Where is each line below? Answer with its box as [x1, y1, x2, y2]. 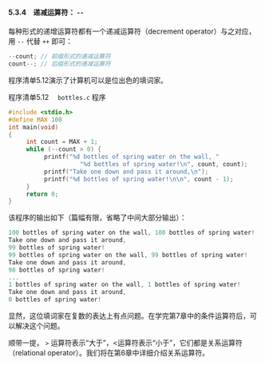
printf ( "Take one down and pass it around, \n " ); [43, 168, 209, 176]
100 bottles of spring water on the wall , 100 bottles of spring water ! [8, 228, 255, 237]
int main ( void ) [8, 123, 59, 131]
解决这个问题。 [14, 321, 65, 331]
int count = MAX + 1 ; [26, 138, 98, 146]
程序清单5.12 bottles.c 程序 [8, 92, 106, 101]
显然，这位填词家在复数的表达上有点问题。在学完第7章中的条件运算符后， [8, 311, 250, 321]
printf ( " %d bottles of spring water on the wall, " [43, 153, 220, 161]
